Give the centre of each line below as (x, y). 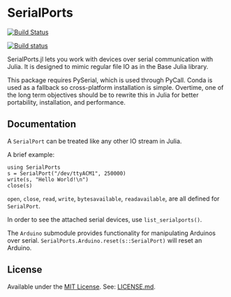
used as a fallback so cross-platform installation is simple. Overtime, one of (115, 87)
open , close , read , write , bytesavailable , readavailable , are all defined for (113, 198)
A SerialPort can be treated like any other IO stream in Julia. (95, 141)
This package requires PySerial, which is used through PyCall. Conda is (110, 80)
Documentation (42, 124)
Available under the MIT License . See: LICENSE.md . (81, 287)
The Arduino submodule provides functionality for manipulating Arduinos (112, 233)
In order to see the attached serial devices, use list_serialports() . (105, 219)
